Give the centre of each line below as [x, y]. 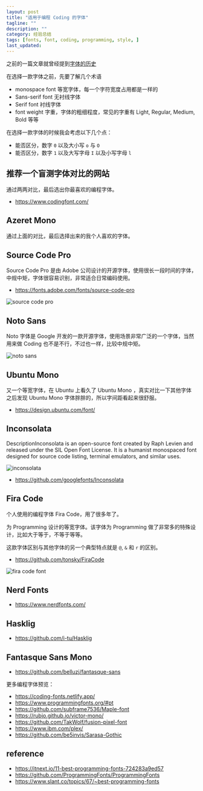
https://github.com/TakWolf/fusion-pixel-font [71, 722]
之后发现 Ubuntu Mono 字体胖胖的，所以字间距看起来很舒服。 [83, 397]
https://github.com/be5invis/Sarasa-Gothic [68, 735]
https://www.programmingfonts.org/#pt [64, 703]
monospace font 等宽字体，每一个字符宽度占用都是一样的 [86, 89]
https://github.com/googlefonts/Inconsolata [69, 480]
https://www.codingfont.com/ [52, 201]
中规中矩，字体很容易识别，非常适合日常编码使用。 [70, 278]
